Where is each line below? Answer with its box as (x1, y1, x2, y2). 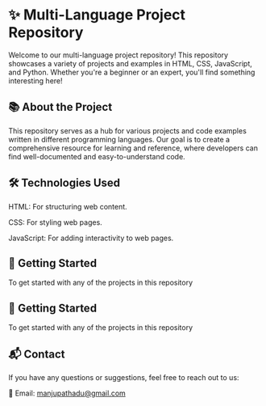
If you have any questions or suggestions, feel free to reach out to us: (8, 373, 239, 382)
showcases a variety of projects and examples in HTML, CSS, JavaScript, (8, 58, 252, 68)
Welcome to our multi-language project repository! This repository (8, 50, 228, 60)
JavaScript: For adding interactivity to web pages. (8, 233, 174, 243)
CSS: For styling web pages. (8, 217, 102, 227)
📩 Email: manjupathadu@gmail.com (8, 388, 127, 398)
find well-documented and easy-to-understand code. (8, 151, 185, 161)
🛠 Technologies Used (8, 176, 121, 190)
